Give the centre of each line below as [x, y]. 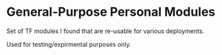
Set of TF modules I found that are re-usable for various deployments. [106, 31]
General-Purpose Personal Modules [111, 12]
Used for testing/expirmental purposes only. [69, 44]
